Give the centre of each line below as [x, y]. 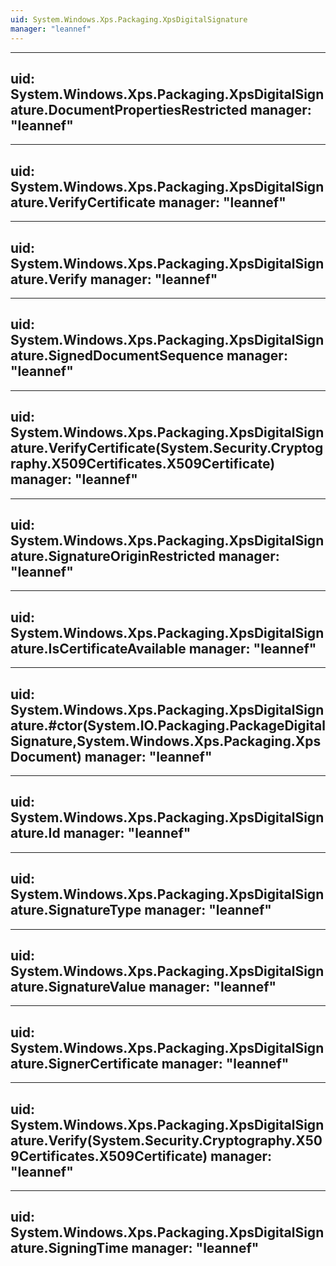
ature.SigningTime [69, 1248]
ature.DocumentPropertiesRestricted [129, 109]
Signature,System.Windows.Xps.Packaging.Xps [166, 741]
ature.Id [35, 833]
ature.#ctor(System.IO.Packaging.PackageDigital [168, 725]
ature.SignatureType [76, 910]
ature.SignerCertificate [84, 1063]
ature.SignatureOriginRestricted [113, 556]
